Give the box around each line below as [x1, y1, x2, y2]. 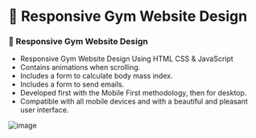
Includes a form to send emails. [19, 79, 125, 89]
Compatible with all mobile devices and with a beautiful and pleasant [19, 96, 248, 107]
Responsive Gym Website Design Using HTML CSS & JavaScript [19, 54, 233, 63]
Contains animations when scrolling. [19, 63, 141, 72]
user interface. [19, 105, 69, 115]
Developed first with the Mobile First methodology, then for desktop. [19, 88, 247, 98]
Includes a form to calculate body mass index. [19, 71, 173, 81]
